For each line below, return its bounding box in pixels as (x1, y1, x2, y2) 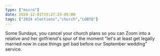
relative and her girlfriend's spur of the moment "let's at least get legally (5, 35, 155, 41)
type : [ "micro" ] (5, 7, 39, 12)
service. (5, 46, 22, 52)
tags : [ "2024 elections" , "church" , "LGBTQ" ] (5, 16, 98, 21)
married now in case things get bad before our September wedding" (5, 41, 147, 47)
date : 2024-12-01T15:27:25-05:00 (5, 12, 76, 17)
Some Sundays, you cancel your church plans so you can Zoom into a (5, 30, 150, 36)
